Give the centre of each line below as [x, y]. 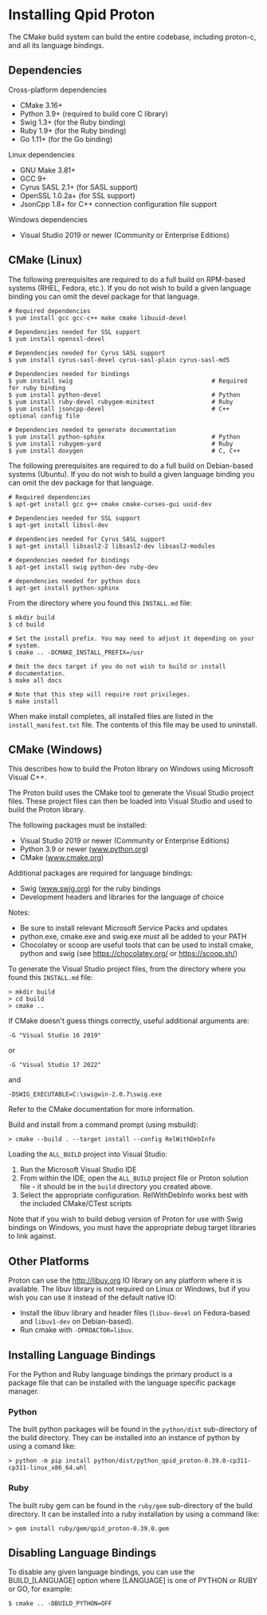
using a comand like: [42, 1446]
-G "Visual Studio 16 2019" [55, 1036]
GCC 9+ [33, 178]
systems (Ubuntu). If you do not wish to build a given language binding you [132, 474]
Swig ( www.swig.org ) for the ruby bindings [90, 889]
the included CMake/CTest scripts [76, 1204]
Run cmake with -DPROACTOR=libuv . [77, 1330]
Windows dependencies [48, 219]
